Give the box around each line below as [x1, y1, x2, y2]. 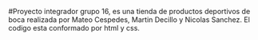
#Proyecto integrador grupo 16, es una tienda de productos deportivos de [8, 7, 251, 16]
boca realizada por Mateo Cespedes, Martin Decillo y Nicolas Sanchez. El [8, 15, 250, 24]
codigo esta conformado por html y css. [8, 24, 140, 32]
